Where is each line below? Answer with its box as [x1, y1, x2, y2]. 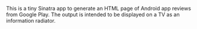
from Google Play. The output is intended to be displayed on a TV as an [6, 11, 180, 18]
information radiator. [6, 17, 56, 24]
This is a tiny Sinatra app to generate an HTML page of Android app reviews [6, 5, 191, 12]
